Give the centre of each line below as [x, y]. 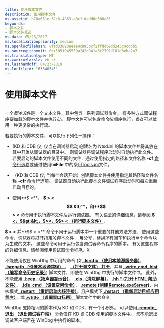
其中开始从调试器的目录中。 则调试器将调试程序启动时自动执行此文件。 [84, 152]
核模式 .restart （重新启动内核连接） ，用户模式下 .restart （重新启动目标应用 [82, 291]
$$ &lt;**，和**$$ [86, 206]
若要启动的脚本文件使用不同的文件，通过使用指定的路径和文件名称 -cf [83, 158]
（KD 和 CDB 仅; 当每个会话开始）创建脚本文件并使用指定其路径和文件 [83, 175]
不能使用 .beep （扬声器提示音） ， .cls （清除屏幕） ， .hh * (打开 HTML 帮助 [81, 279]
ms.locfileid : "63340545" [31, 69]
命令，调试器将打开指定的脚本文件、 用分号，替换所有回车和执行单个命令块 [81, 238]
